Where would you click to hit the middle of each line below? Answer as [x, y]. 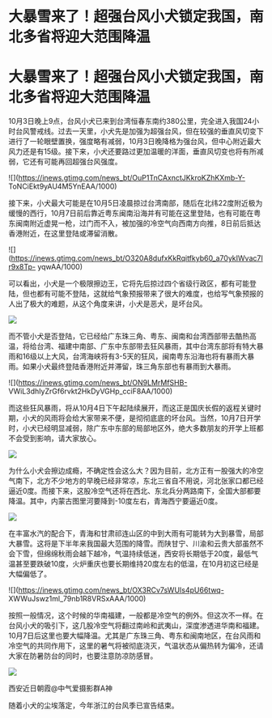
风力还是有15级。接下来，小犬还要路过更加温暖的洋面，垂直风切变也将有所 [132, 151]
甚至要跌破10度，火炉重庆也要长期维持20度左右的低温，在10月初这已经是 [137, 564]
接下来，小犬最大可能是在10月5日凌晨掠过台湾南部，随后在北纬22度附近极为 [136, 203]
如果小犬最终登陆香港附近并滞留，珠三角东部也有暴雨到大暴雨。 [129, 367]
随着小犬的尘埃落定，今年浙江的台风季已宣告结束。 [93, 706]
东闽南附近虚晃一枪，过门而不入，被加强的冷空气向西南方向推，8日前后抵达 [135, 223]
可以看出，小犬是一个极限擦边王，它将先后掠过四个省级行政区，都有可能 [129, 283]
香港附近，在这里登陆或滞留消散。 [65, 234]
